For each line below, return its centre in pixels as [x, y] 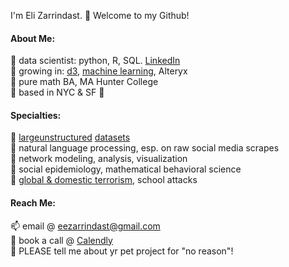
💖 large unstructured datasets [70, 137]
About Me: [33, 38]
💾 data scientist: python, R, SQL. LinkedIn [95, 61]
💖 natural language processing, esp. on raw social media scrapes [145, 148]
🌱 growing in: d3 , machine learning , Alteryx [99, 71]
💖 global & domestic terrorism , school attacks [104, 180]
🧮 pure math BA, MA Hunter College [84, 82]
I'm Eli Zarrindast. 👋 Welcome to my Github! [100, 15]
